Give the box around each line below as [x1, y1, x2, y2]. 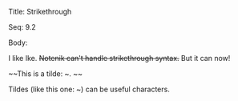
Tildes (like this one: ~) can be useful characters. [8, 84, 170, 94]
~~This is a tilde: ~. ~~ [8, 69, 83, 79]
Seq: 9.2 [8, 22, 36, 31]
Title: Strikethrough [8, 7, 72, 16]
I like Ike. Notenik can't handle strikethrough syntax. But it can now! [8, 54, 231, 63]
